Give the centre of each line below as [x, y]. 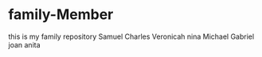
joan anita [25, 44]
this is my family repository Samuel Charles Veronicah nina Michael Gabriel [131, 36]
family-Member [61, 15]
